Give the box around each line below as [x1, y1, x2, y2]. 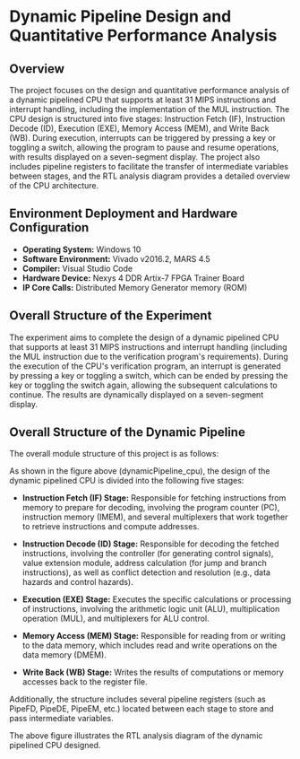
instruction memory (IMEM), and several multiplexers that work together [21, 511, 288, 522]
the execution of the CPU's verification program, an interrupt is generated [9, 361, 282, 371]
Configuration [9, 220, 90, 235]
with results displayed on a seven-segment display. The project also [9, 152, 261, 162]
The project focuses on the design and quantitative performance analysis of [9, 85, 289, 95]
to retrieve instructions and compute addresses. [21, 521, 200, 532]
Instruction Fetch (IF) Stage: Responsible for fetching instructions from [21, 493, 287, 503]
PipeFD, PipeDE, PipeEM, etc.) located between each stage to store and [9, 703, 275, 714]
